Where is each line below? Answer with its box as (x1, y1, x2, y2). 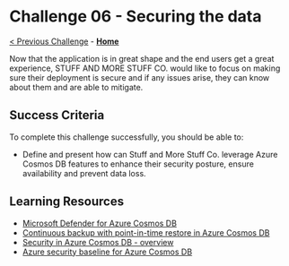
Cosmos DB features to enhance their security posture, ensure (22, 159, 254, 169)
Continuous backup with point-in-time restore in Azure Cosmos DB (22, 227, 270, 238)
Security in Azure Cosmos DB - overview (22, 236, 174, 247)
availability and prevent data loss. (22, 167, 146, 178)
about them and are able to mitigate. (9, 82, 144, 92)
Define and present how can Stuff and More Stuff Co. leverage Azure (22, 149, 278, 159)
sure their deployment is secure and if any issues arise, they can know (9, 72, 270, 82)
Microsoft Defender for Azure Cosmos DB (22, 218, 178, 228)
